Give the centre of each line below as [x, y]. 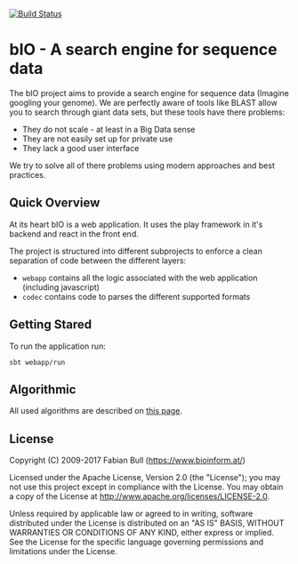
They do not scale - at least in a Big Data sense [109, 129]
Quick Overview [55, 203]
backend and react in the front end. [74, 234]
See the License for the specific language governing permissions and [137, 542]
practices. [28, 174]
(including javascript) [61, 287]
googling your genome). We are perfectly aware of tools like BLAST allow [143, 102]
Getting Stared [50, 325]
